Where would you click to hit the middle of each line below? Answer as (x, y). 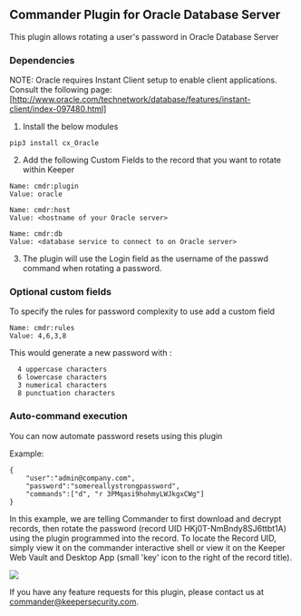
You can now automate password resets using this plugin (116, 435)
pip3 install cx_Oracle (54, 143)
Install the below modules (70, 127)
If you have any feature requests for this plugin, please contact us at (137, 592)
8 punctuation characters (67, 394)
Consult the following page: (61, 90)
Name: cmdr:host (40, 210)
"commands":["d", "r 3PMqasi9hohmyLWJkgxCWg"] (115, 494)
